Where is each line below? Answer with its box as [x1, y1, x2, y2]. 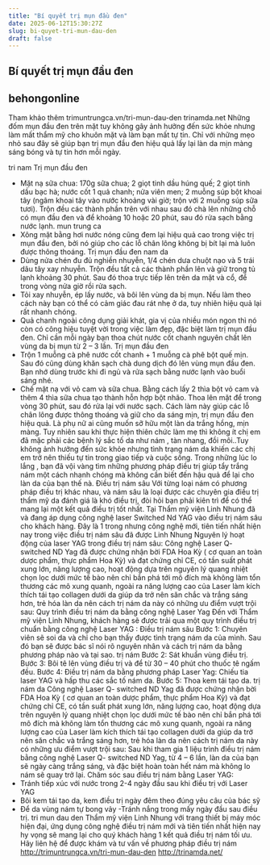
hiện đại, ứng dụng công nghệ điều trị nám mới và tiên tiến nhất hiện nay [19, 821, 261, 831]
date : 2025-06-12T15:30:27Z [8, 19, 103, 27]
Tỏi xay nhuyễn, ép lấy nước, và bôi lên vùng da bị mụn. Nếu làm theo [19, 290, 251, 299]
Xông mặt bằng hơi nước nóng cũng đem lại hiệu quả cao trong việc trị [19, 230, 255, 240]
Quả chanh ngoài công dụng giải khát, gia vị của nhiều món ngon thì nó [19, 315, 257, 325]
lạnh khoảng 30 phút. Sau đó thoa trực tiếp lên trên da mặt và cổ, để [19, 273, 247, 282]
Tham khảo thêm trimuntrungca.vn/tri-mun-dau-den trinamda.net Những [8, 113, 251, 123]
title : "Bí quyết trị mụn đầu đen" [8, 11, 128, 20]
